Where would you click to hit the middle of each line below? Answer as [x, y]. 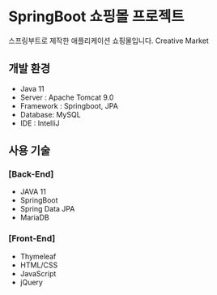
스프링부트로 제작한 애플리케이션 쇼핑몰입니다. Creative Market [108, 41]
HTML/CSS [39, 265]
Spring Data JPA [47, 209]
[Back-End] [31, 174]
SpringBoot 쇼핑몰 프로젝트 [96, 17]
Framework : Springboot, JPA [69, 105]
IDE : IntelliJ [40, 123]
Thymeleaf [38, 256]
